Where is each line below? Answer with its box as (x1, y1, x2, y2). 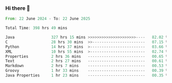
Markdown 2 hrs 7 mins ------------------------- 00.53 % (5, 64, 168, 69)
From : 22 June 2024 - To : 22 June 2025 (5, 16, 91, 22)
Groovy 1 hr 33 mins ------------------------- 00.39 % (5, 68, 168, 73)
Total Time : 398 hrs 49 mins (5, 26, 68, 31)
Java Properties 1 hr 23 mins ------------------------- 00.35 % (5, 73, 168, 78)
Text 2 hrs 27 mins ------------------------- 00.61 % (5, 58, 168, 64)
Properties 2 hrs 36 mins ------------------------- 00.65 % (5, 54, 168, 59)
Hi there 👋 (5, 5, 31, 12)
